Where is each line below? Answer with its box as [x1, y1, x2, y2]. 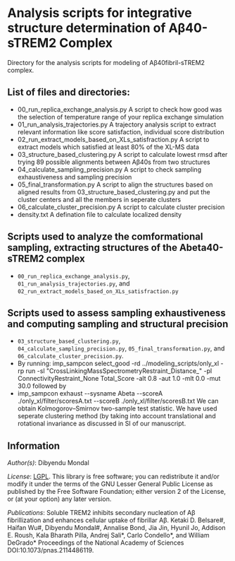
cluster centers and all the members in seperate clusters [17, 195, 182, 203]
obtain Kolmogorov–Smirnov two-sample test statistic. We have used [17, 404, 217, 413]
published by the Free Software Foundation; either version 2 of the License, [7, 488, 227, 496]
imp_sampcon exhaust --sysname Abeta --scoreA [17, 389, 163, 398]
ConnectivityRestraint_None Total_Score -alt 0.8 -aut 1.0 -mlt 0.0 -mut [17, 374, 221, 383]
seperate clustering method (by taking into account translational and [17, 412, 216, 420]
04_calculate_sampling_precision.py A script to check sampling [17, 165, 202, 174]
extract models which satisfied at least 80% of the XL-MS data [17, 143, 199, 151]
